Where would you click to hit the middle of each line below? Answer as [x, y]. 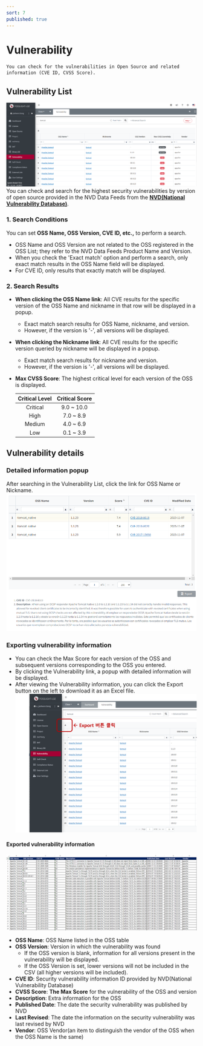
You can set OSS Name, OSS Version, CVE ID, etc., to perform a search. [96, 233]
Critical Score [74, 398]
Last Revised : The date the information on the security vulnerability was [105, 1018]
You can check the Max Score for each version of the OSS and [93, 659]
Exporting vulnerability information [59, 645]
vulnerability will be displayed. [62, 960]
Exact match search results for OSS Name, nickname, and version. [107, 324]
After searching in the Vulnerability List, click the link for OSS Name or [93, 484]
